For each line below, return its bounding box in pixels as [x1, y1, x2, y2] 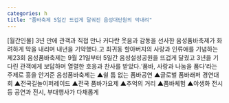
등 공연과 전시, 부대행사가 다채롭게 [7, 87, 99, 96]
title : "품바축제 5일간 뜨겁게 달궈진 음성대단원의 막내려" [7, 16, 153, 23]
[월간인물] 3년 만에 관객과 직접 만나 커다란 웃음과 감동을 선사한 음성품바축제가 [7, 36, 215, 45]
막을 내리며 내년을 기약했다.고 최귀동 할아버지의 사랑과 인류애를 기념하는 [25, 45, 219, 53]
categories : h [7, 10, 48, 17]
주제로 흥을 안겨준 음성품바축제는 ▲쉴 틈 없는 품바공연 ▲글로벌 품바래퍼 [7, 70, 201, 79]
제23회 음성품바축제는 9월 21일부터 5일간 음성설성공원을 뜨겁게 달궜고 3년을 [7, 53, 212, 62]
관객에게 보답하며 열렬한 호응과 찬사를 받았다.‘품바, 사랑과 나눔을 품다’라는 [19, 62, 218, 70]
